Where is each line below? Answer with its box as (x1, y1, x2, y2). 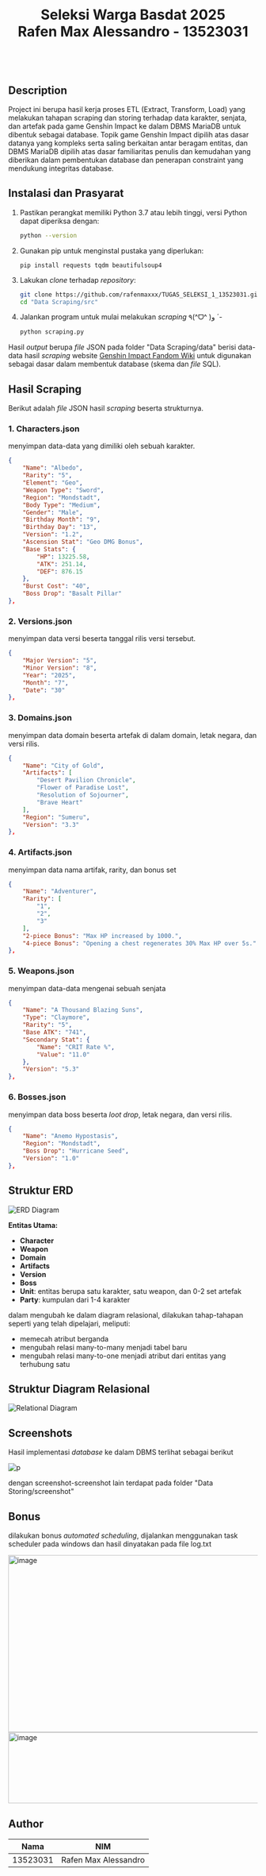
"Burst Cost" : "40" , (22, 582, 90, 590)
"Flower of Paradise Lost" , (36, 784, 129, 792)
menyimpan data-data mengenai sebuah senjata (8, 983, 166, 993)
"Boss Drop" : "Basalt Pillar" (22, 589, 123, 598)
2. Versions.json (8, 616, 73, 627)
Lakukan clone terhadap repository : (19, 275, 136, 284)
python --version (19, 231, 78, 239)
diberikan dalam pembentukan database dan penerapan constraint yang (8, 156, 244, 164)
